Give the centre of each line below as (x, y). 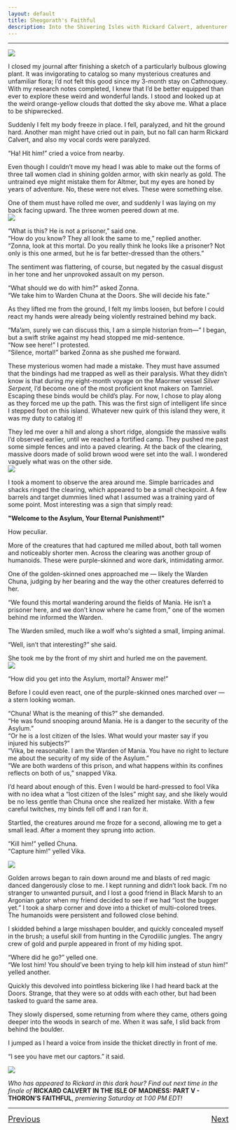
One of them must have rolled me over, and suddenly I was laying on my (112, 203)
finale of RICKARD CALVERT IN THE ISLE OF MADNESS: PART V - (104, 1091)
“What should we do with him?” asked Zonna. (74, 288)
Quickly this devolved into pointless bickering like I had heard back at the (113, 986)
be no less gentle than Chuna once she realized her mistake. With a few (111, 802)
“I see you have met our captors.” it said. (67, 1056)
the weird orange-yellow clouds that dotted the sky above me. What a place (117, 104)
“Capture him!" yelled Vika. (47, 851)
